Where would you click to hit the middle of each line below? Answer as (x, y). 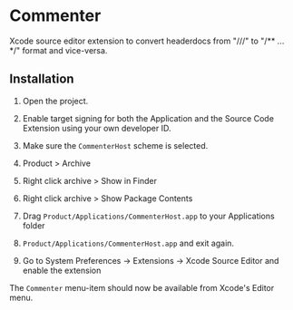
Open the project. (55, 101)
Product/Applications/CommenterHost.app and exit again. (128, 243)
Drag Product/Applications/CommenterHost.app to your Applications (148, 216)
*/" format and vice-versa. (59, 50)
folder (34, 225)
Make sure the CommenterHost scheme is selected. (115, 145)
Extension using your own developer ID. (97, 128)
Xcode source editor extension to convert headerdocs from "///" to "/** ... (147, 41)
